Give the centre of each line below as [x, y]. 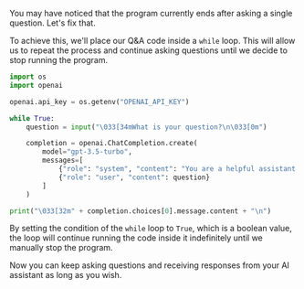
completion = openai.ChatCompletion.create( [112, 144]
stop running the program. [58, 60]
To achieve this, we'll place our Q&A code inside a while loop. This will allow [152, 41]
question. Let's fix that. [52, 23]
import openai [37, 85]
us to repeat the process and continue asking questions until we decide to [148, 50]
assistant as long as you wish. [66, 275]
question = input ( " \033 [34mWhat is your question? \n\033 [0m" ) [147, 127]
